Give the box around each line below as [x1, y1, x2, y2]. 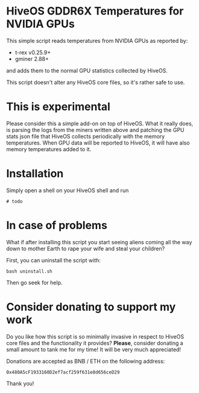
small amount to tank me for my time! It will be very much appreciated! [6, 346, 182, 353]
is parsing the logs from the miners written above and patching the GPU [6, 126, 185, 134]
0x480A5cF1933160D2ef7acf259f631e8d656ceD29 [6, 369, 120, 375]
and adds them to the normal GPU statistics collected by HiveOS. [6, 67, 168, 74]
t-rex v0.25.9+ [14, 48, 51, 56]
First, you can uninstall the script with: [6, 256, 101, 264]
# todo [6, 198, 23, 204]
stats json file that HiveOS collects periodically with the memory [6, 132, 165, 140]
